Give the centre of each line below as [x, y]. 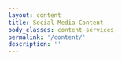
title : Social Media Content [56, 23]
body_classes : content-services [61, 30]
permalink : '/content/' [47, 37]
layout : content [35, 15]
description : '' [35, 44]
